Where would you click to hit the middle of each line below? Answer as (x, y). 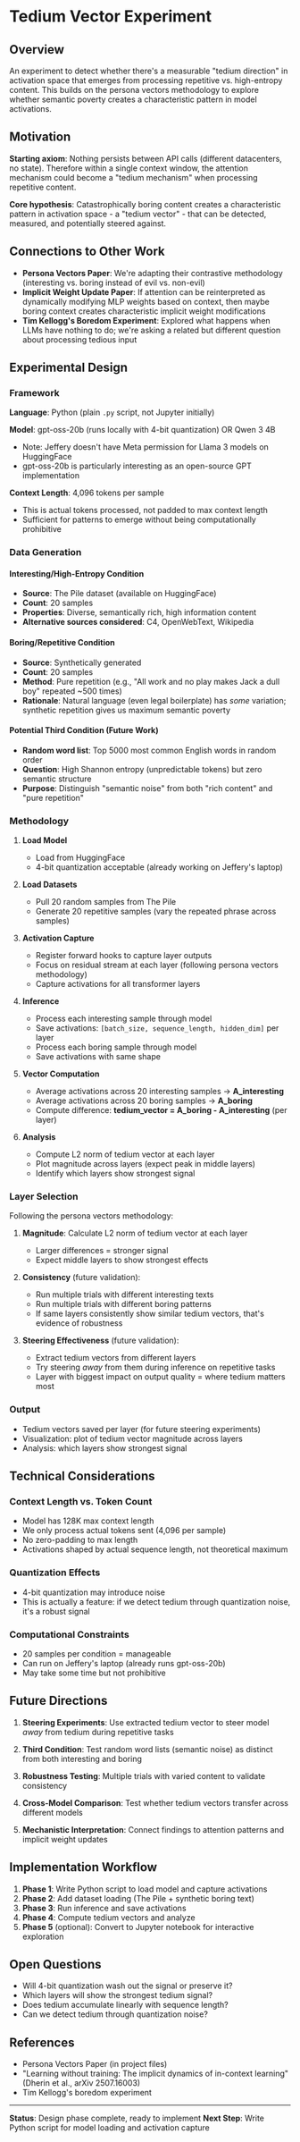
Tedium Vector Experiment (111, 17)
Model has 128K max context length (88, 1521)
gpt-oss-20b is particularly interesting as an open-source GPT (137, 466)
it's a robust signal (56, 1611)
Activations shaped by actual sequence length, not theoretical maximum (155, 1549)
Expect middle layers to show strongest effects (122, 1260)
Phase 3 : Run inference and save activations (104, 1908)
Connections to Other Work (87, 252)
